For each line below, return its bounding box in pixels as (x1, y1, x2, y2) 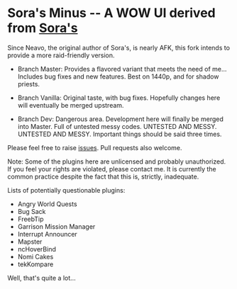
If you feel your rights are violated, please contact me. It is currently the (7, 164, 216, 173)
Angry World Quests (17, 200, 77, 208)
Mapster (17, 237, 43, 246)
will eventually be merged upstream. (17, 101, 124, 109)
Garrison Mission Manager (17, 222, 96, 231)
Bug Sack (17, 207, 46, 215)
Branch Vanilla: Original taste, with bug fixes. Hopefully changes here (17, 93, 221, 102)
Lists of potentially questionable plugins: (7, 186, 126, 194)
